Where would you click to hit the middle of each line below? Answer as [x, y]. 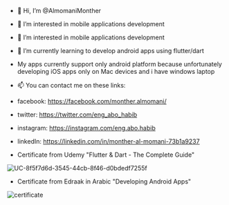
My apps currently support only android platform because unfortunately [120, 64]
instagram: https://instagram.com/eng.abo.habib [86, 128]
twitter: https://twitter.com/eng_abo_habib [77, 115]
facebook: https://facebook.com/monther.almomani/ [92, 101]
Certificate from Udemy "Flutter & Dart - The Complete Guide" [106, 155]
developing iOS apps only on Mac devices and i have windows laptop [116, 71]
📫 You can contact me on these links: [71, 85]
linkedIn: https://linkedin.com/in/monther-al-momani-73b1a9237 [108, 141]
